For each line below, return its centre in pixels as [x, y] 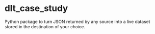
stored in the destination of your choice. [45, 26]
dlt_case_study [36, 8]
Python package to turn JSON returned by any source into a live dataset [77, 22]
